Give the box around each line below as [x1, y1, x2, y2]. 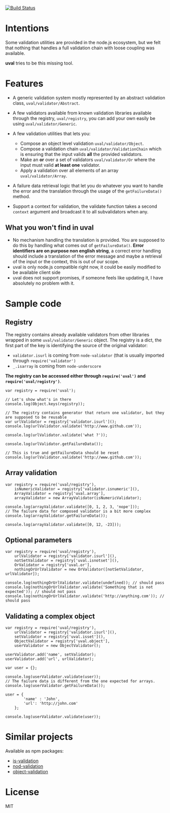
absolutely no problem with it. [12, 280, 75, 286]
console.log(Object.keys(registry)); [5, 401, 85, 407]
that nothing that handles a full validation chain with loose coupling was [5, 45, 155, 51]
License [5, 787, 40, 798]
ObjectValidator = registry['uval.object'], [14, 639, 110, 644]
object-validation [12, 769, 48, 775]
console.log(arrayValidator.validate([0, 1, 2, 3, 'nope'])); [5, 504, 140, 509]
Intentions [5, 23, 49, 34]
